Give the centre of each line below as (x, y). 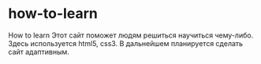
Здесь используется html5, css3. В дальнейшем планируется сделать (125, 43)
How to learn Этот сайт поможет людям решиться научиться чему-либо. (131, 35)
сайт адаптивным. (39, 52)
